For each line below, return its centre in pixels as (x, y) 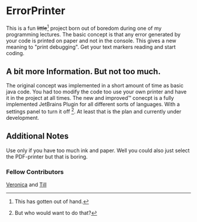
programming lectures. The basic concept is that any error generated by (93, 34)
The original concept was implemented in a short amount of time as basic (95, 86)
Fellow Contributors (35, 171)
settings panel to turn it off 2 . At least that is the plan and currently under (94, 111)
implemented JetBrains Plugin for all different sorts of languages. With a (93, 105)
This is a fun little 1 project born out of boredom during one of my (84, 28)
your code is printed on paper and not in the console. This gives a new (91, 41)
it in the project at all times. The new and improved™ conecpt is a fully (90, 98)
